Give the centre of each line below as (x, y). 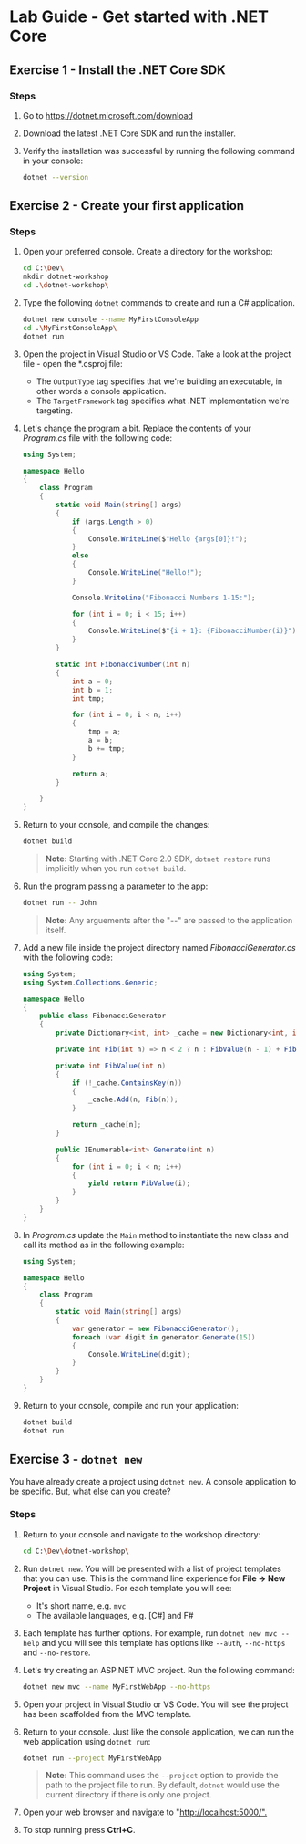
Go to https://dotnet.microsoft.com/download (108, 115)
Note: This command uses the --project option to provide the (162, 1776)
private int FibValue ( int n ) (111, 1066)
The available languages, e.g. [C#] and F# (115, 1615)
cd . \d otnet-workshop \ (66, 286)
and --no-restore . (56, 1652)
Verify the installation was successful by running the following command (159, 151)
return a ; (90, 774)
